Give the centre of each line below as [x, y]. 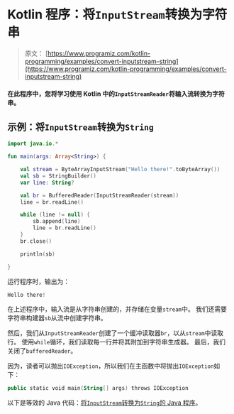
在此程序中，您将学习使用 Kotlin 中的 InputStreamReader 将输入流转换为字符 [116, 94]
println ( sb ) [38, 254]
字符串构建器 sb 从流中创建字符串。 [57, 318]
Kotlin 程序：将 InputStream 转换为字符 [117, 15]
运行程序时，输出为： [38, 281]
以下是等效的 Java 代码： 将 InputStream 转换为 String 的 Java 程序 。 [105, 403]
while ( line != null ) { [55, 215]
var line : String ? [47, 183]
